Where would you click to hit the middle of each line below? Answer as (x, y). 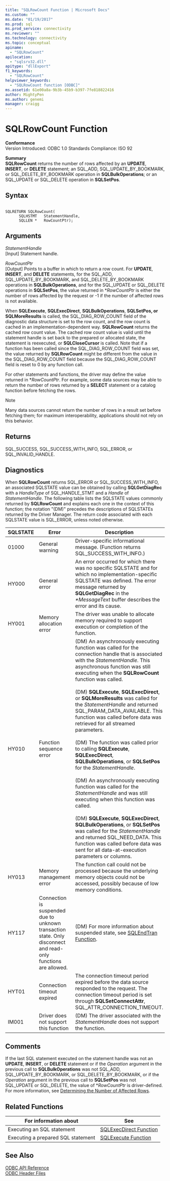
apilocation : (19, 57)
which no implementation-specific (116, 575)
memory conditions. (99, 890)
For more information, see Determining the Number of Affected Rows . (78, 1091)
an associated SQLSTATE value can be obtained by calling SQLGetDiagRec (83, 488)
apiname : (14, 48)
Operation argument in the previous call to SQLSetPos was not (71, 1080)
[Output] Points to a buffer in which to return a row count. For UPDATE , (79, 269)
